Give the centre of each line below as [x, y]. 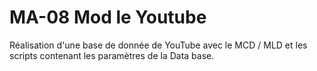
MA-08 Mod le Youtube [108, 17]
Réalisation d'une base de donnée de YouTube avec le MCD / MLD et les [158, 45]
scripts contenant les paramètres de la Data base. [112, 55]
